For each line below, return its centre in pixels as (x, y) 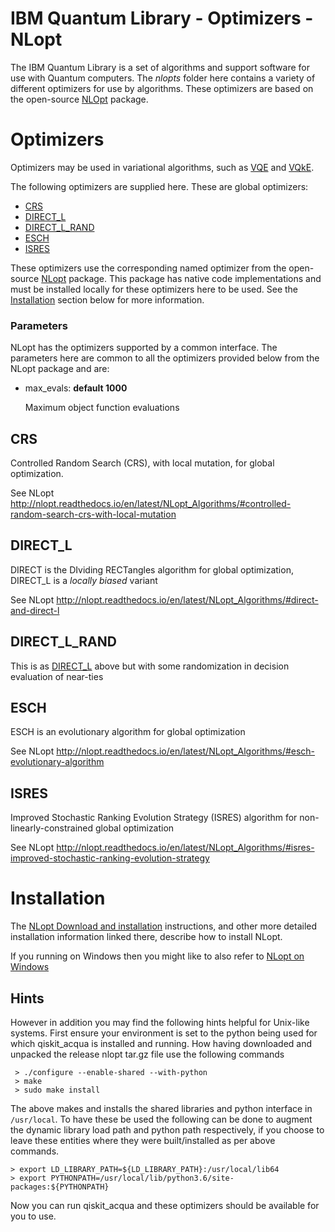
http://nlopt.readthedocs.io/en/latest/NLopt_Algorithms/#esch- (186, 751)
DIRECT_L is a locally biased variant (84, 580)
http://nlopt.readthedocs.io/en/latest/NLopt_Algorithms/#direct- (187, 599)
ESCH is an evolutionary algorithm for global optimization (128, 732)
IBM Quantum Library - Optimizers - (162, 18)
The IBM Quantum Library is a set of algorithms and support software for (160, 67)
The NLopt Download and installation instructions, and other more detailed (164, 926)
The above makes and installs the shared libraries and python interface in (161, 1108)
